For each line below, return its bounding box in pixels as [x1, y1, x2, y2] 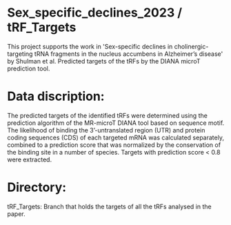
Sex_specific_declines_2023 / [7, 5, 183, 21]
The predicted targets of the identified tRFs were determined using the [7, 111, 208, 119]
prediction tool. [7, 64, 50, 72]
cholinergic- [174, 42, 209, 50]
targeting [7, 50, 33, 58]
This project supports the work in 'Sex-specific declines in [7, 42, 173, 50]
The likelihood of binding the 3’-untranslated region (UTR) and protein [7, 126, 205, 134]
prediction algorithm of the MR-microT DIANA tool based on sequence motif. [7, 119, 225, 127]
